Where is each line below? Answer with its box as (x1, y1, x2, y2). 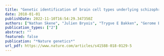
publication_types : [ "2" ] (5, 25, 58, 30)
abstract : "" (5, 30, 32, 35)
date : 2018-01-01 (5, 12, 41, 17)
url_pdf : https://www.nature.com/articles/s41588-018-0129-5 (5, 43, 132, 48)
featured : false (5, 35, 38, 39)
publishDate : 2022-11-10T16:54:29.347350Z (5, 16, 93, 21)
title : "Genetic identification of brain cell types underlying (5, 7, 139, 12)
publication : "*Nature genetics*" (5, 39, 76, 44)
